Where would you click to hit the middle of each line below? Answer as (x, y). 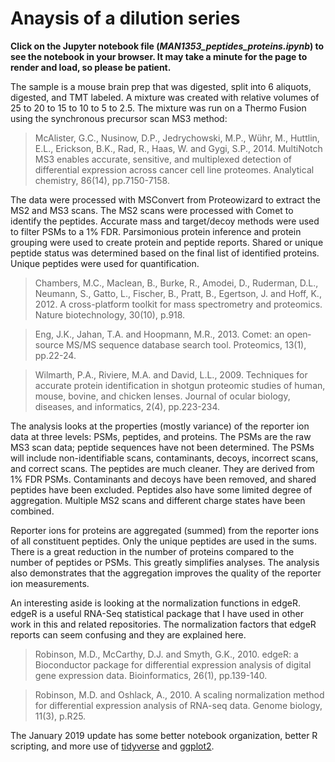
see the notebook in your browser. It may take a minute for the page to (159, 56)
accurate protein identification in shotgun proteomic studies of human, (180, 385)
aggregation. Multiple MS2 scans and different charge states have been (158, 500)
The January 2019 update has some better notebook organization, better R (164, 735)
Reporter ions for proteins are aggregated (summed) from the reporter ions (165, 530)
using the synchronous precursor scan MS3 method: (119, 118)
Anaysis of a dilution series (125, 18)
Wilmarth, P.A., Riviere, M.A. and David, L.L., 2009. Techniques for (171, 374)
